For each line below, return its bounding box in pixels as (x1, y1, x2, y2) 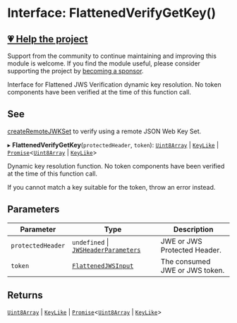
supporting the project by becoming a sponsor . (7, 67, 144, 75)
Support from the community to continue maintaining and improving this (7, 51, 217, 60)
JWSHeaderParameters (71, 245, 141, 254)
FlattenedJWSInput (71, 262, 134, 269)
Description (173, 224, 214, 234)
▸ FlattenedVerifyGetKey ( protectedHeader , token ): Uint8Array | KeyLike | (7, 140, 219, 149)
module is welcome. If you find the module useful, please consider (7, 59, 201, 68)
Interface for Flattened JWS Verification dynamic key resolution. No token (7, 80, 221, 89)
